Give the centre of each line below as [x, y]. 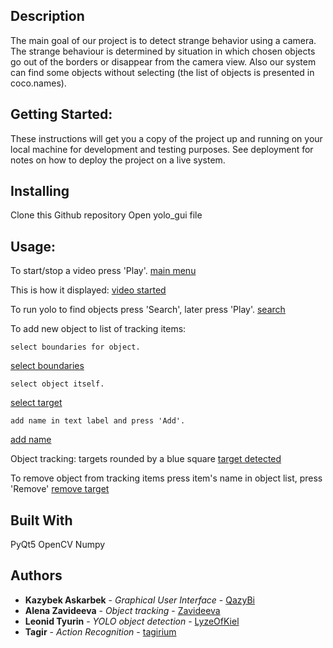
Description [47, 16]
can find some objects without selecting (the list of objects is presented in [162, 72]
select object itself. [57, 384]
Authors [36, 575]
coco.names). [38, 83]
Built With [41, 520]
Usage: [33, 246]
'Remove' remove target [60, 489]
